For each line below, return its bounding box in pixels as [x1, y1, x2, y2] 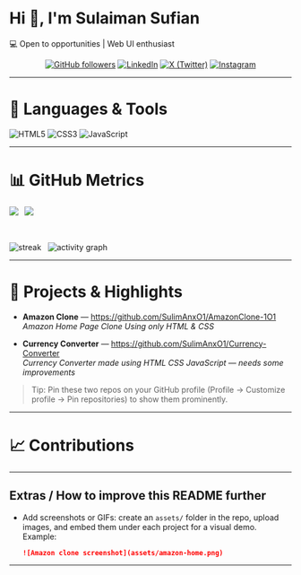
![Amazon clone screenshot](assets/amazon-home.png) [21, 548, 224, 557]
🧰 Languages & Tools [9, 99, 168, 119]
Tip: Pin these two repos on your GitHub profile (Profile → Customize [30, 384, 286, 395]
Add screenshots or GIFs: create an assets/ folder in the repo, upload [21, 511, 279, 523]
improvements [21, 367, 76, 378]
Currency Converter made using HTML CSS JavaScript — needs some [21, 357, 284, 368]
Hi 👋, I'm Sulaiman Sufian [9, 8, 200, 29]
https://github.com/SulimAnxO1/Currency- [110, 338, 267, 349]
